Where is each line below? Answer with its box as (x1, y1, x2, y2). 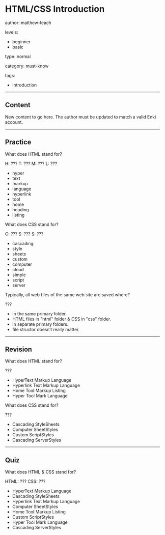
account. (5, 119, 23, 125)
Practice (5, 138, 31, 146)
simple (12, 272, 26, 278)
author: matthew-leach (5, 20, 52, 26)
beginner (12, 38, 31, 45)
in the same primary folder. (12, 310, 67, 316)
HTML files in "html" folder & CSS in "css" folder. (12, 316, 111, 322)
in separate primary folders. (12, 321, 69, 327)
